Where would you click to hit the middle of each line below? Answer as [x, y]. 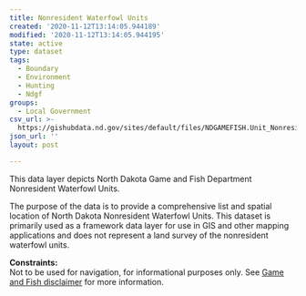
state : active [36, 43]
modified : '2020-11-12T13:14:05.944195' [87, 35]
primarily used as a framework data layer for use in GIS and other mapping [149, 225]
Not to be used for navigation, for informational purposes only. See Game [147, 272]
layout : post [34, 145]
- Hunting [36, 86]
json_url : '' [34, 137]
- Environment [44, 77]
